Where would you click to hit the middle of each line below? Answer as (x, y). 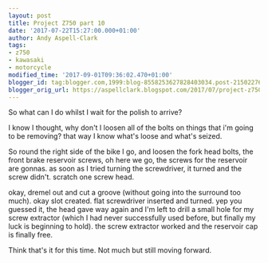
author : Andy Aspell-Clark (53, 38)
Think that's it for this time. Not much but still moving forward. (110, 250)
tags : (17, 45)
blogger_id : (28, 82)
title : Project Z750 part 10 (57, 23)
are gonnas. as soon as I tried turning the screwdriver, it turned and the (125, 169)
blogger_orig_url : (39, 90)
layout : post (30, 16)
